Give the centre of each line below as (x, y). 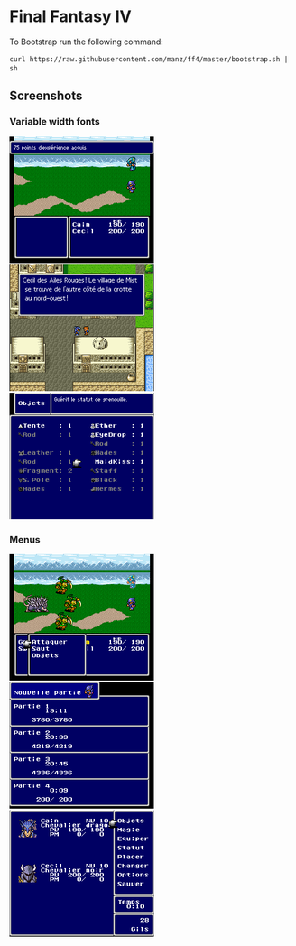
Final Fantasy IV (71, 17)
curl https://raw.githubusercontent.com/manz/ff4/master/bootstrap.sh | (149, 59)
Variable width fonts (55, 122)
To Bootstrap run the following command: (87, 42)
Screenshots (46, 96)
